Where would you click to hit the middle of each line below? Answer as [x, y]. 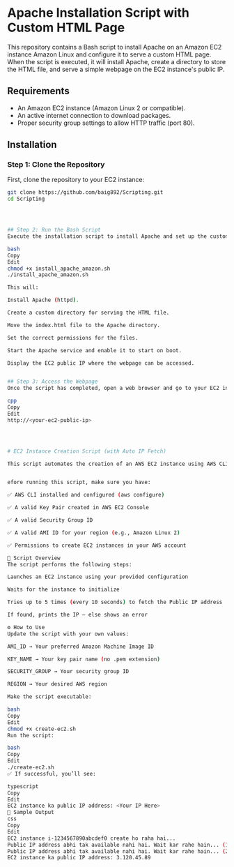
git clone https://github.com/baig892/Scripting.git [85, 193]
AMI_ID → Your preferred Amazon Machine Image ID [81, 647]
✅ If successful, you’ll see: [52, 774]
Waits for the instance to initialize [63, 590]
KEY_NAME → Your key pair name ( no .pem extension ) [84, 659]
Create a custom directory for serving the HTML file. [88, 313]
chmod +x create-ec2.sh [42, 729]
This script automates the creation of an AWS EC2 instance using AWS [112, 464]
